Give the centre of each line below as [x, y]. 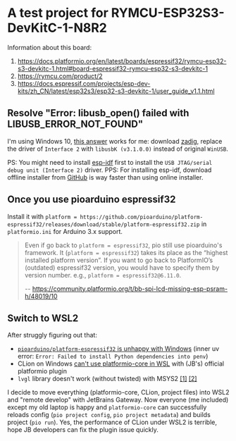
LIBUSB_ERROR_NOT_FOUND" [75, 124]
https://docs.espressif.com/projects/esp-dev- [84, 83]
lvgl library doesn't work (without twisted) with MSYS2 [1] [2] [107, 379]
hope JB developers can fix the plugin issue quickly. [83, 430]
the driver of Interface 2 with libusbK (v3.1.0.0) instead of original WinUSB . [118, 149]
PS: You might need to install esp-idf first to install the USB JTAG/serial [110, 162]
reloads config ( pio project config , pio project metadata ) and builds [109, 415]
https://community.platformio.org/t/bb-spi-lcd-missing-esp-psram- [130, 288]
